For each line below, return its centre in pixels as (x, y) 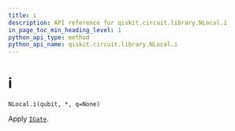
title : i (22, 15)
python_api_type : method (49, 37)
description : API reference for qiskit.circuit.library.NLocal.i (117, 23)
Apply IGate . (28, 119)
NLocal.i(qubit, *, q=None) (54, 104)
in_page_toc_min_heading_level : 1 (65, 30)
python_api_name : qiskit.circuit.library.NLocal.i (93, 45)
